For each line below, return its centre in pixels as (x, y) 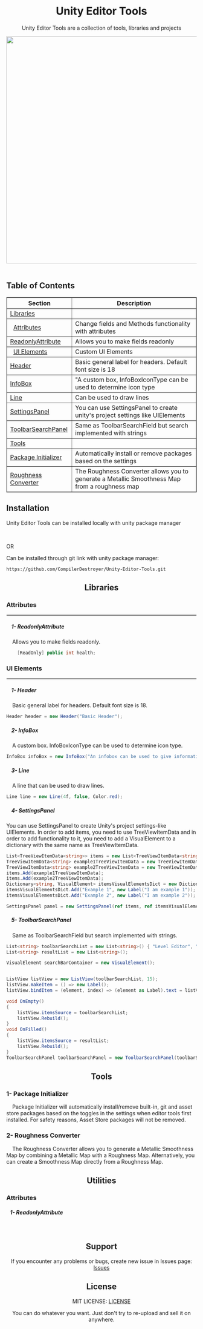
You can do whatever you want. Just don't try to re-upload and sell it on (101, 1313)
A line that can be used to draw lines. (58, 786)
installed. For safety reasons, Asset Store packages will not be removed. (96, 1120)
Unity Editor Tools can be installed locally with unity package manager (94, 523)
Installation (28, 508)
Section (40, 303)
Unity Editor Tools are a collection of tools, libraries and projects (101, 28)
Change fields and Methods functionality (133, 323)
